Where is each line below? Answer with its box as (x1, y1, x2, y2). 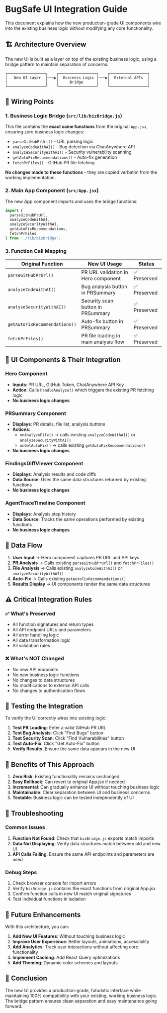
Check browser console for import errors (12, 880, 96, 886)
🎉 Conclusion (5, 974, 47, 983)
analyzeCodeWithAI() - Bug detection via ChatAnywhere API (12, 144, 135, 150)
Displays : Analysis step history (12, 511, 76, 517)
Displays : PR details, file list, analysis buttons (12, 421, 105, 427)
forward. (5, 1003, 23, 1009)
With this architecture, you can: (5, 923, 70, 929)
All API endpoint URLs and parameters (12, 627, 91, 633)
